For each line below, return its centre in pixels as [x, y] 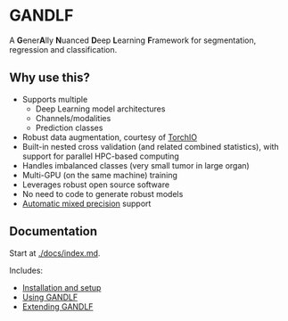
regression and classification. [63, 49]
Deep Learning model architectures [100, 109]
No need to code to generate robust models [103, 193]
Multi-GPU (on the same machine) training [100, 175]
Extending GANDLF [58, 306]
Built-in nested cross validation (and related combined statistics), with [150, 146]
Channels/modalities [73, 118]
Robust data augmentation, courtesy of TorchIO [110, 137]
